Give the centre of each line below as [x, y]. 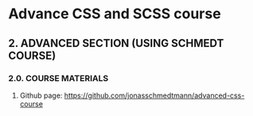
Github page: [41, 95]
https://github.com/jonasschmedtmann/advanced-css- [154, 95]
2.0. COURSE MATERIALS [58, 78]
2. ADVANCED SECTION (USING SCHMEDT [116, 43]
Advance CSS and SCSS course [115, 14]
